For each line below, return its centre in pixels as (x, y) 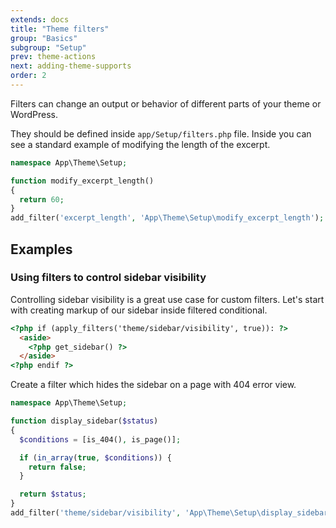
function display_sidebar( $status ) (84, 421)
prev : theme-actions (53, 57)
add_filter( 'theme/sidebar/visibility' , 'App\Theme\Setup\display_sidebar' (171, 513)
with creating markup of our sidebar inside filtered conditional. (139, 310)
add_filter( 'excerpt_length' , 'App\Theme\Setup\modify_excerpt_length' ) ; (167, 218)
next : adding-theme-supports (71, 66)
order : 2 (28, 76)
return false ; (57, 467)
